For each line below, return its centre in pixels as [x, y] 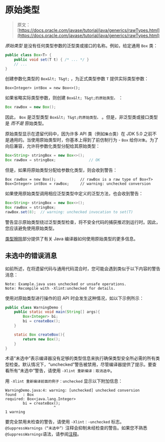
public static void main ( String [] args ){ [57, 312]
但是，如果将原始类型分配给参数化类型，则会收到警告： [61, 170]
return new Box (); [42, 339]
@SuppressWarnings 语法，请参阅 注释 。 [43, 434]
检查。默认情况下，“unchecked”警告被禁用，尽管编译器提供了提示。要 [81, 365]
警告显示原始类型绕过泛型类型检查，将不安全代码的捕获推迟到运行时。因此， [83, 222]
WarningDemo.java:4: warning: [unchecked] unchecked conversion [72, 391]
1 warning [15, 412]
